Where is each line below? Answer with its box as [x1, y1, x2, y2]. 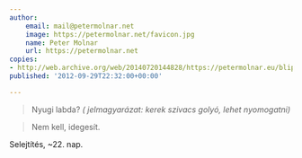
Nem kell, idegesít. [31, 121, 101, 132]
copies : [9, 55, 39, 64]
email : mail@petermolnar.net [25, 22, 135, 31]
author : [9, 13, 39, 22]
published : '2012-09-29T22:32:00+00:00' [9, 72, 164, 81]
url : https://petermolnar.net [25, 47, 139, 56]
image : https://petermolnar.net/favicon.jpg [25, 30, 195, 39]
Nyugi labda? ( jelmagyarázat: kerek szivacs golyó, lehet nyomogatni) [31, 104, 291, 115]
